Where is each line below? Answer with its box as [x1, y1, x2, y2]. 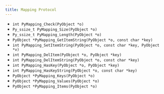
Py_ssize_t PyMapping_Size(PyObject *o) [12, 27, 97, 32]
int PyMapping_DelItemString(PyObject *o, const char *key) [12, 57, 140, 62]
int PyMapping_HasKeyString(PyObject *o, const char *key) [12, 68, 138, 73]
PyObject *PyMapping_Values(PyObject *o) [12, 79, 99, 84]
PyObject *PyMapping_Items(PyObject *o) [12, 84, 97, 89]
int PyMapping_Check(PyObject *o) [12, 22, 84, 27]
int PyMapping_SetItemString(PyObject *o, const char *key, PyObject [12, 43, 160, 47]
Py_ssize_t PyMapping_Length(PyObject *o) [12, 32, 102, 37]
